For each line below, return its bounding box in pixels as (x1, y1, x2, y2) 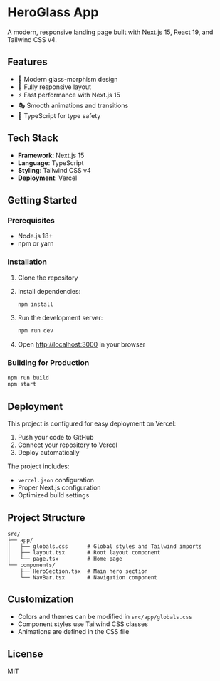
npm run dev (17, 327, 53, 334)
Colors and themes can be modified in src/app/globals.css (17, 612, 192, 621)
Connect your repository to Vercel (17, 440, 117, 449)
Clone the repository (17, 273, 78, 282)
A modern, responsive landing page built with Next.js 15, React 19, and (7, 28, 214, 36)
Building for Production (7, 358, 90, 368)
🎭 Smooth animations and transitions (17, 101, 129, 110)
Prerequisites (7, 215, 55, 225)
